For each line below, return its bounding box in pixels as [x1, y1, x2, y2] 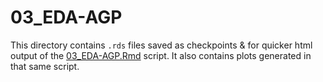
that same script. [10, 60, 80, 72]
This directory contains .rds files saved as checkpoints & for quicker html [10, 39, 313, 51]
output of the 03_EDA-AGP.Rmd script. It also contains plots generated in [10, 49, 312, 61]
